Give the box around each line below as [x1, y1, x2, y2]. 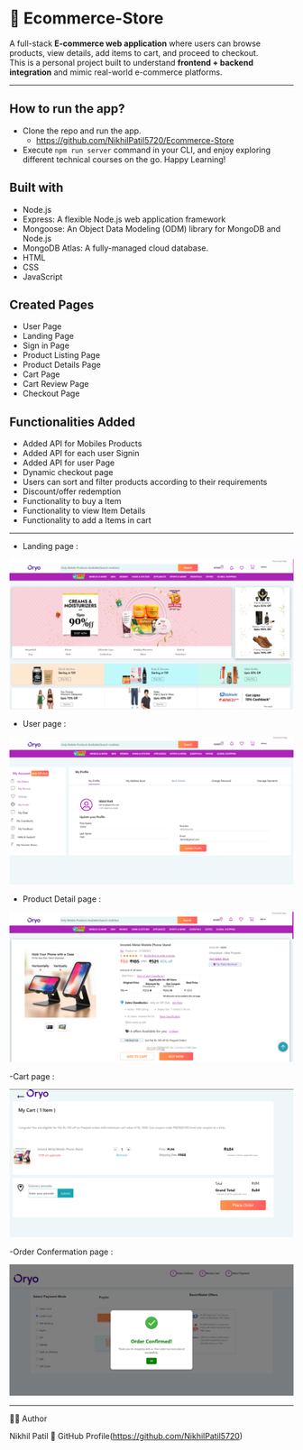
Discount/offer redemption [22, 486, 122, 497]
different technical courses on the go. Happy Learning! [22, 153, 226, 165]
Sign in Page [22, 340, 70, 351]
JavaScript [22, 271, 63, 282]
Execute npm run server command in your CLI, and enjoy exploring [22, 144, 271, 155]
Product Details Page [22, 360, 101, 371]
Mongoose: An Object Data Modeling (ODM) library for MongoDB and [22, 223, 281, 234]
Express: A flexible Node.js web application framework [22, 214, 226, 225]
